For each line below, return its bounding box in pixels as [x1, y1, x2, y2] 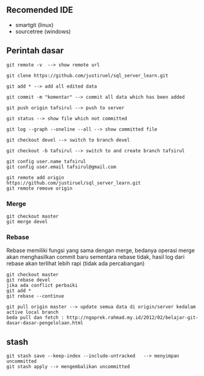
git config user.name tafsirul [6, 158, 86, 164]
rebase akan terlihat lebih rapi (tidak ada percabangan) [6, 260, 145, 267]
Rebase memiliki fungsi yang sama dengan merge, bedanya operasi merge [6, 247, 195, 254]
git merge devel [6, 218, 48, 224]
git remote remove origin [6, 185, 72, 191]
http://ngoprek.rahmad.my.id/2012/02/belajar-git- [66, 315, 199, 321]
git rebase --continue [6, 293, 64, 299]
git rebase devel [6, 277, 51, 283]
